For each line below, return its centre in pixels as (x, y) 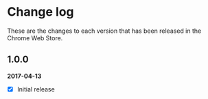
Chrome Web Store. (35, 38)
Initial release (36, 89)
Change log (41, 12)
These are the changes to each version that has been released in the (104, 31)
